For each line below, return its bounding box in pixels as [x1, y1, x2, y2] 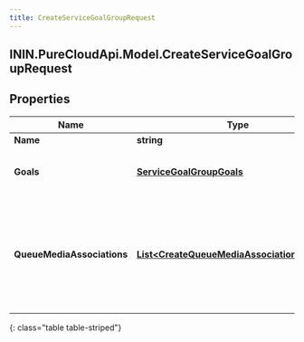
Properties [9, 91, 71, 107]
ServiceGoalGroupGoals [137, 165, 243, 177]
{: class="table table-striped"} [9, 322, 122, 333]
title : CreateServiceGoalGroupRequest [9, 13, 156, 23]
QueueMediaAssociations [14, 248, 128, 261]
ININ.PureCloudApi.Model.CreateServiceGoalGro [9, 47, 293, 62]
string [137, 133, 163, 146]
